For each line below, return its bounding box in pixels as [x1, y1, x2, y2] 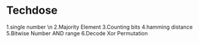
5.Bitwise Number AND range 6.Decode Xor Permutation [6, 29, 148, 36]
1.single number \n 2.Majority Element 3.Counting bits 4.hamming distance [6, 23, 193, 30]
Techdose [6, 4, 58, 17]
